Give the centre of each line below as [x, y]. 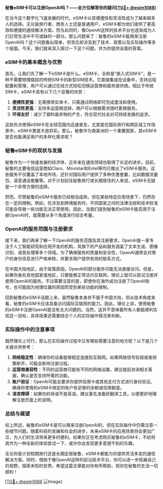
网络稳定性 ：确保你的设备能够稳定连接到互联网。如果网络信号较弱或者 [82, 357]
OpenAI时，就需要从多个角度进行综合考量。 [53, 215]
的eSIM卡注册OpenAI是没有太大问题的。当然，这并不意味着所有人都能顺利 [79, 309]
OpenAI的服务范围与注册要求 [39, 229]
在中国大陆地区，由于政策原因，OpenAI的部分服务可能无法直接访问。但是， [81, 269]
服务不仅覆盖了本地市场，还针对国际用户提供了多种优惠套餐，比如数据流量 [83, 174]
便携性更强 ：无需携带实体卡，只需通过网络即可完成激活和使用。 [76, 102]
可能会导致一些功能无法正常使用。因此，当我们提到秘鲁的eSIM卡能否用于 [78, 209]
